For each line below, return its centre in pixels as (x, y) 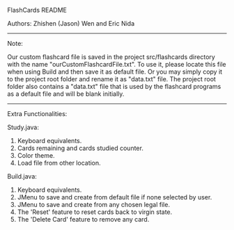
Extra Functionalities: (37, 114)
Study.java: (23, 127)
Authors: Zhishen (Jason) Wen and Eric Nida (71, 23)
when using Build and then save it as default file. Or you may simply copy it (115, 72)
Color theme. (36, 155)
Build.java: (22, 176)
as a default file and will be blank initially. (66, 94)
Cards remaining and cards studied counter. (80, 148)
